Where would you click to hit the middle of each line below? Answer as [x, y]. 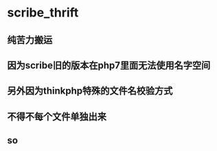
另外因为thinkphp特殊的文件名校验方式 [90, 91]
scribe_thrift [43, 13]
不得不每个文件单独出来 [57, 116]
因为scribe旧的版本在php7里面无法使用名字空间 [109, 65]
